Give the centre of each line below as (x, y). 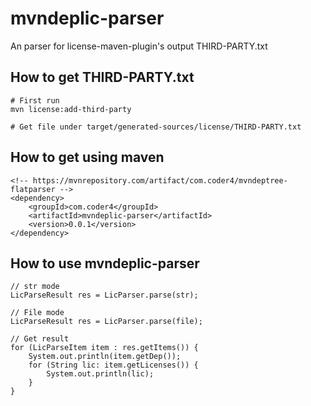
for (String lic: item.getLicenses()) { (113, 365)
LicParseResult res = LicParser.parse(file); (106, 322)
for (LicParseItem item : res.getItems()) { (104, 348)
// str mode (35, 287)
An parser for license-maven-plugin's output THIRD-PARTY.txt (139, 46)
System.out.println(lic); (100, 374)
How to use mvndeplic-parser (105, 263)
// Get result (40, 339)
